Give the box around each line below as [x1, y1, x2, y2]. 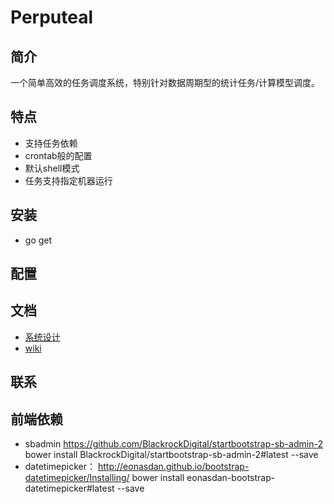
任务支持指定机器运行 [24, 174, 113, 186]
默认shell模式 [24, 162, 80, 174]
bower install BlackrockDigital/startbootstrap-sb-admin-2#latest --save [24, 449, 319, 461]
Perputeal [10, 6, 94, 29]
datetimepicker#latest [24, 482, 115, 495]
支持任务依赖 [24, 137, 78, 149]
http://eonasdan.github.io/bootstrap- [97, 461, 250, 473]
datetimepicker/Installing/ [24, 472, 130, 484]
